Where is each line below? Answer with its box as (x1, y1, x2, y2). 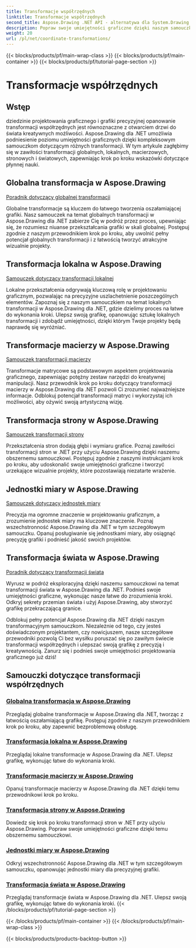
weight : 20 (6, 30, 33, 36)
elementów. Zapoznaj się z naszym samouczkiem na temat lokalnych (6, 298, 172, 305)
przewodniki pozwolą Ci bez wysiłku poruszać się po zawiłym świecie (6, 635, 174, 642)
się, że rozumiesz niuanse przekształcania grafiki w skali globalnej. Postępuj (6, 223, 190, 230)
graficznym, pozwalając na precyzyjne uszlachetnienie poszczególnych (6, 292, 178, 299)
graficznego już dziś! (6, 653, 57, 660)
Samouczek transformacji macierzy (6, 356, 92, 363)
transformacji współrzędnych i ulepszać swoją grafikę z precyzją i (6, 641, 164, 648)
